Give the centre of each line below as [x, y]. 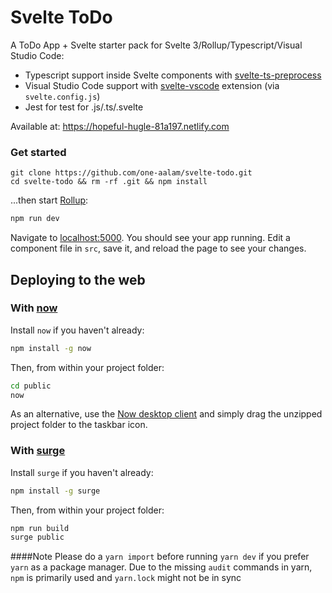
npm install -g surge [55, 491]
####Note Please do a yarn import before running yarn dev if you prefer [160, 557]
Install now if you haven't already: [77, 330]
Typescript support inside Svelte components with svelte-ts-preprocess [173, 75]
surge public [37, 537]
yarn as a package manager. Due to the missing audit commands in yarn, [161, 567]
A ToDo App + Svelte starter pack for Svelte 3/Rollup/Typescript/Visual [156, 45]
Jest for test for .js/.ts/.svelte [84, 107]
